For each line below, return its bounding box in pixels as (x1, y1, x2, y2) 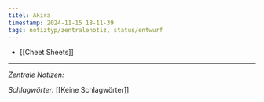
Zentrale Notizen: (8, 70, 64, 79)
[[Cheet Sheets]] (19, 48, 74, 57)
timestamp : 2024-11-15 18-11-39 (8, 19, 114, 27)
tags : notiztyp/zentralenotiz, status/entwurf (8, 26, 163, 34)
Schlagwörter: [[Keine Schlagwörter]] (8, 86, 130, 95)
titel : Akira (8, 11, 51, 20)
